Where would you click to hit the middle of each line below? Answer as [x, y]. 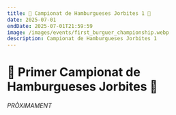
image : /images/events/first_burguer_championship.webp [88, 32]
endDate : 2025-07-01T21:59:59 [50, 26]
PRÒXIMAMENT [30, 105]
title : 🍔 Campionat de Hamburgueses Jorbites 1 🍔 [79, 13]
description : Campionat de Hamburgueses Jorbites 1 [82, 39]
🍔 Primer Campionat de [74, 72]
